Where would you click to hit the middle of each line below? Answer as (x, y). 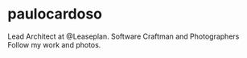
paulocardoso (55, 14)
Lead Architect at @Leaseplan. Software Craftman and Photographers (123, 36)
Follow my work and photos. (54, 44)
